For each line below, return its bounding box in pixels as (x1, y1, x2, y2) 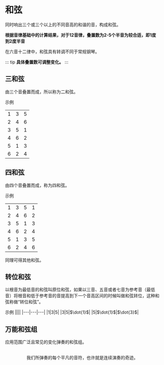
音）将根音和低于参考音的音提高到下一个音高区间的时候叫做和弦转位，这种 (5, 293, 155, 299)
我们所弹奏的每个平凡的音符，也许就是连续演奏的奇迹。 (26, 355, 138, 361)
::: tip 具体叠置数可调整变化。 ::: (5, 59, 69, 65)
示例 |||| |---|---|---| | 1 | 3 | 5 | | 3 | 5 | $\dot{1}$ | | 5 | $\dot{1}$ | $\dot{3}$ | (5, 310, 139, 315)
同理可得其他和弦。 (5, 257, 44, 263)
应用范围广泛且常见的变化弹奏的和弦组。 (5, 339, 87, 345)
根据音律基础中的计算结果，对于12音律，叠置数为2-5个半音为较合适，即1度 (5, 32, 156, 38)
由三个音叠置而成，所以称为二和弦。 (5, 89, 78, 95)
